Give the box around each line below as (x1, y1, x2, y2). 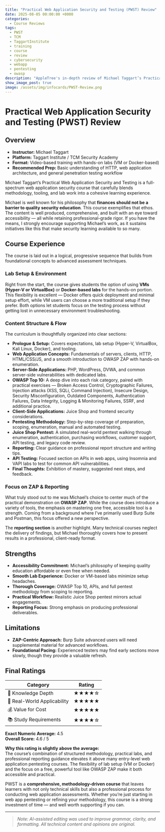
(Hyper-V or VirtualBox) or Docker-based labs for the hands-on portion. (5, 287, 153, 292)
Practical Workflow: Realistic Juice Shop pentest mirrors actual (12, 594, 141, 600)
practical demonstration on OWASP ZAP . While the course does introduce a (5, 500, 159, 506)
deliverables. (12, 610, 38, 616)
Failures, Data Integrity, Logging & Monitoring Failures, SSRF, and (12, 398, 144, 403)
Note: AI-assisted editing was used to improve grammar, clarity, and (17, 816, 156, 822)
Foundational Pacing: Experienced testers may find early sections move (12, 647, 159, 653)
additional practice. (12, 403, 52, 409)
